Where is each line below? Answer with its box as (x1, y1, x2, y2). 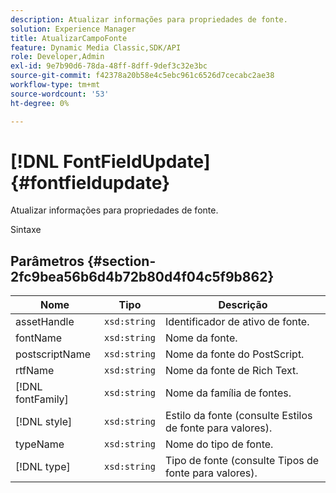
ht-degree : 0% (10, 98, 70, 108)
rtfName (15, 364, 55, 378)
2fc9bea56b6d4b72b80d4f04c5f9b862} (10, 268, 275, 285)
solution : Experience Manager (10, 24, 137, 34)
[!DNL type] (15, 460, 71, 474)
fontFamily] (15, 392, 69, 406)
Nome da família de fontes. (164, 386, 292, 400)
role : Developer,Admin (10, 52, 105, 62)
